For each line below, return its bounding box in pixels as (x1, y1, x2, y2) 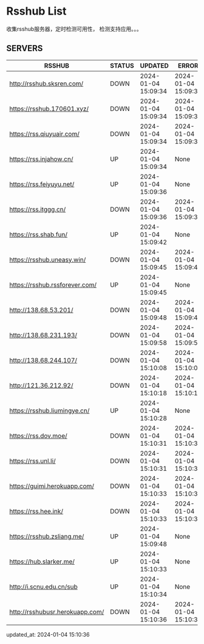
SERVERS (6, 43, 43, 54)
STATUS (110, 61, 135, 70)
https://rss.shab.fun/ (9, 230, 68, 238)
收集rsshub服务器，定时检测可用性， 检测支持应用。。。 (6, 25, 143, 32)
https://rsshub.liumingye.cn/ (9, 406, 90, 415)
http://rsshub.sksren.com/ (9, 79, 84, 88)
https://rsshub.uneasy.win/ (9, 255, 86, 263)
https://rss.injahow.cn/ (9, 154, 73, 163)
